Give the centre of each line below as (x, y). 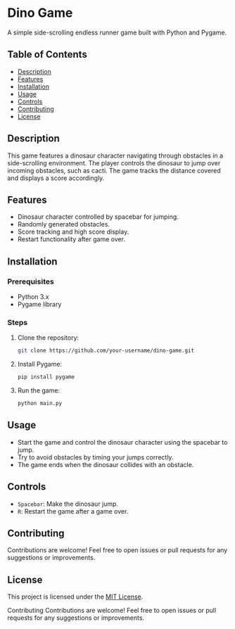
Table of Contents (47, 55)
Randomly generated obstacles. (64, 224)
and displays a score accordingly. (56, 178)
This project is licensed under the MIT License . (75, 597)
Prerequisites (31, 281)
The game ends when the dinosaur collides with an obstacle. (106, 464)
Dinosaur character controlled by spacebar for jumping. (98, 217)
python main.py (40, 404)
